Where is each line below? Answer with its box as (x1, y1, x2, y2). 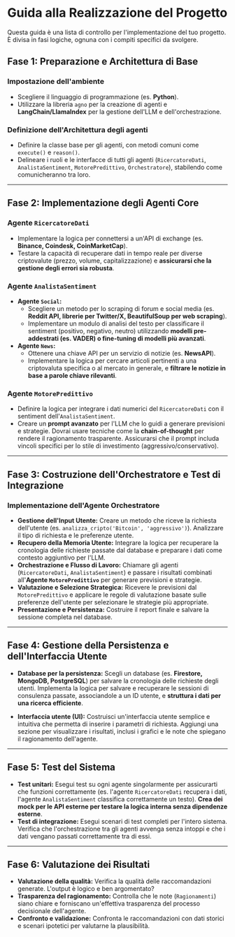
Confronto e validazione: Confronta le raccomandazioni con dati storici (17, 914, 225, 923)
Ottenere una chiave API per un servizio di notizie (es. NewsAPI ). (27, 349, 216, 357)
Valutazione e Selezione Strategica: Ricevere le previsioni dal (17, 583, 197, 591)
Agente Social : (17, 297, 62, 305)
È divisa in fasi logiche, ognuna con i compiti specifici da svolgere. (7, 35, 199, 43)
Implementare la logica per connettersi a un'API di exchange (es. (17, 234, 204, 242)
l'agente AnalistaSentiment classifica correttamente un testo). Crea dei (17, 794, 223, 803)
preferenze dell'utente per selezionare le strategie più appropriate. (17, 597, 209, 606)
